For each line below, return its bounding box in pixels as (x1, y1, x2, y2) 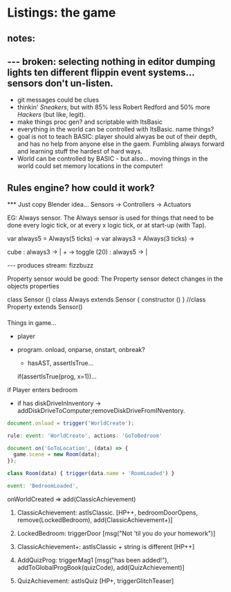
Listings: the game (7, 5, 116, 21)
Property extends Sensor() (7, 303, 83, 311)
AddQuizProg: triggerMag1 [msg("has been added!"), (17, 555, 169, 564)
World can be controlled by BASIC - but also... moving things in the (17, 154, 208, 163)
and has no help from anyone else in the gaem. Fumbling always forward (17, 140, 225, 148)
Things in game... (7, 318, 57, 326)
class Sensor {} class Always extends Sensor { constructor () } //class (7, 295, 206, 304)
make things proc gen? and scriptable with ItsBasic (17, 118, 163, 126)
